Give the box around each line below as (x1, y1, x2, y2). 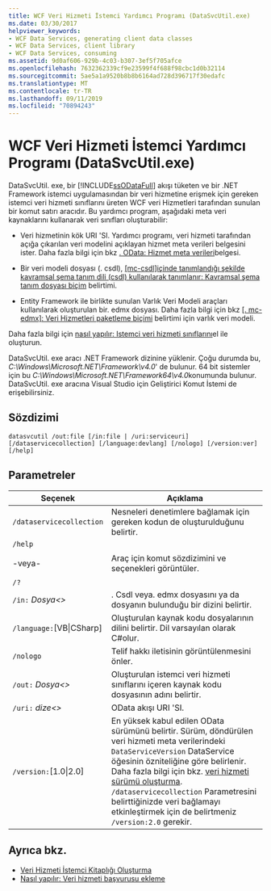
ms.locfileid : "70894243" (8, 102, 95, 110)
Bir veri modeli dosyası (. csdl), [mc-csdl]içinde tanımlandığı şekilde (19, 263, 245, 273)
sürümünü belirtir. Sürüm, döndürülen (111, 725, 254, 736)
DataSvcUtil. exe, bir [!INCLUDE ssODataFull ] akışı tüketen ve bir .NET (8, 181, 239, 191)
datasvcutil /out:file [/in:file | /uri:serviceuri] (8, 432, 190, 440)
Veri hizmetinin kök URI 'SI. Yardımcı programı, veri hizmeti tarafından (19, 231, 252, 241)
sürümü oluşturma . (111, 775, 183, 787)
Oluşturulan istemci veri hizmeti (111, 668, 231, 679)
